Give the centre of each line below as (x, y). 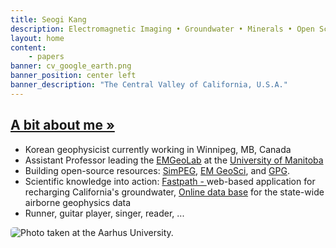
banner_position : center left (73, 76)
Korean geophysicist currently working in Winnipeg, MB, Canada (158, 149)
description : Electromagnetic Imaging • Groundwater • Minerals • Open (162, 29)
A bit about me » (62, 125)
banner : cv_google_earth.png (71, 66)
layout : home (37, 38)
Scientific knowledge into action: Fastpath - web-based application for (170, 181)
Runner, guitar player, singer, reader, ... (104, 213)
